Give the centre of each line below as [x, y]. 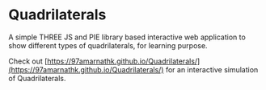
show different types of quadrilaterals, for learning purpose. [108, 45]
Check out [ [28, 61]
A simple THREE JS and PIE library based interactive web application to [127, 37]
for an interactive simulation [212, 69]
